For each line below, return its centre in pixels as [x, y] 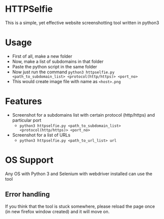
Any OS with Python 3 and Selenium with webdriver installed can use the [79, 174]
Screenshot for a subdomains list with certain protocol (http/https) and [83, 115]
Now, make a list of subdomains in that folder [58, 61]
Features [24, 101]
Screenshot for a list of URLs [41, 135]
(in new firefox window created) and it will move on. [57, 211]
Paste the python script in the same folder [55, 66]
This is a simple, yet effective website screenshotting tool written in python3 [82, 23]
